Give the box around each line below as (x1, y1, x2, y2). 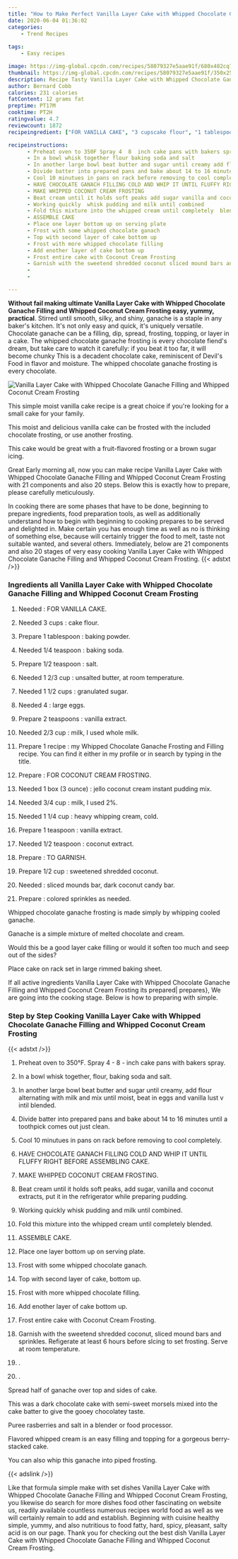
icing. (8, 452, 24, 460)
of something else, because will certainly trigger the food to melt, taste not (8, 532, 225, 540)
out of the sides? (8, 951, 57, 959)
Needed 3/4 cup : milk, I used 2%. (18, 798, 119, 807)
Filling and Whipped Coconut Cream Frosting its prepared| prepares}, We (8, 986, 221, 995)
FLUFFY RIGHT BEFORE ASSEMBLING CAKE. (18, 1157, 150, 1166)
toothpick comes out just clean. (18, 1122, 110, 1131)
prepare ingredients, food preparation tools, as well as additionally (8, 509, 201, 518)
